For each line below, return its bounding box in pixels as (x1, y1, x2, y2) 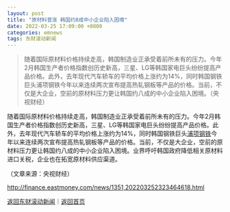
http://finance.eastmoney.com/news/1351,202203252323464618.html (7, 183, 205, 191)
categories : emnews (7, 29, 63, 36)
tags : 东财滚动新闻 (7, 36, 57, 42)
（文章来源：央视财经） (7, 170, 73, 178)
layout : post (7, 10, 44, 17)
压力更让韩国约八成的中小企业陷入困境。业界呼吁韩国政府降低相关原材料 (18, 146, 223, 155)
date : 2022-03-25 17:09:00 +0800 (7, 23, 103, 29)
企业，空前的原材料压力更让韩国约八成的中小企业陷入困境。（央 (42, 90, 219, 98)
